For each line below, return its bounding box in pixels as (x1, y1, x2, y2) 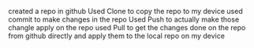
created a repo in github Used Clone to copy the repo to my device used (8, 7, 243, 15)
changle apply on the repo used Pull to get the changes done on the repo (8, 23, 246, 32)
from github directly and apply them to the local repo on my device (8, 31, 225, 40)
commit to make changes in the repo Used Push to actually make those (8, 15, 240, 24)
